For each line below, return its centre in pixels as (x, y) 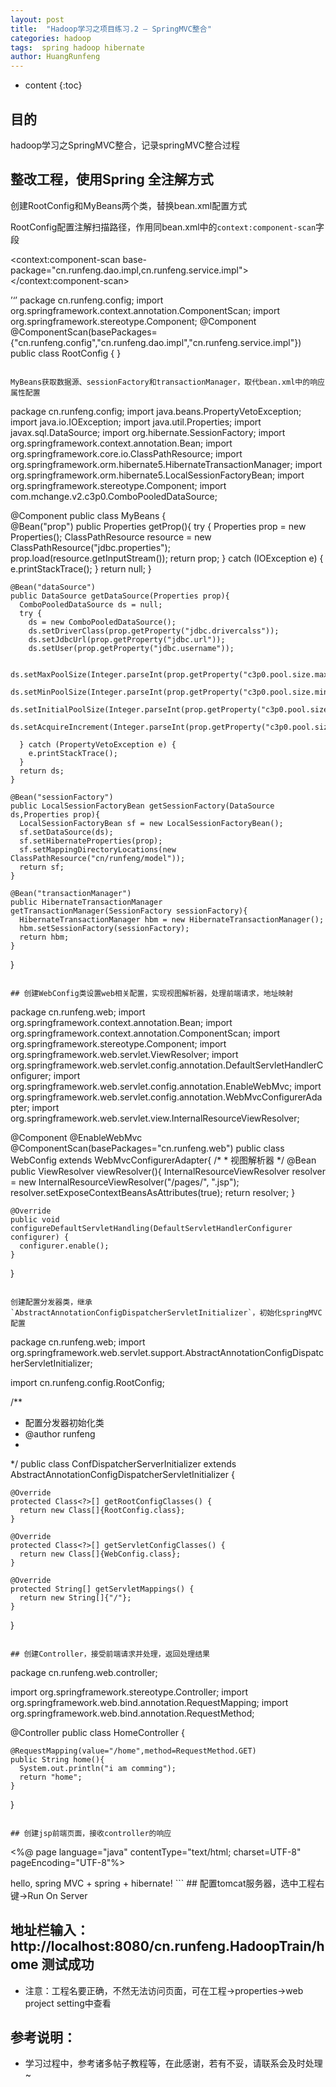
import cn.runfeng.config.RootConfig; (87, 1382)
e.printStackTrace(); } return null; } (81, 568)
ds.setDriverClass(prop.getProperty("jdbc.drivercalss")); (154, 631)
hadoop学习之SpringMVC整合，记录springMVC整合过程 (125, 145)
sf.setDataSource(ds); (66, 832)
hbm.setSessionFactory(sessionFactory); (104, 928)
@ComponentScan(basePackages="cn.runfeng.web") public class (147, 1148)
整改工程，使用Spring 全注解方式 (112, 179)
